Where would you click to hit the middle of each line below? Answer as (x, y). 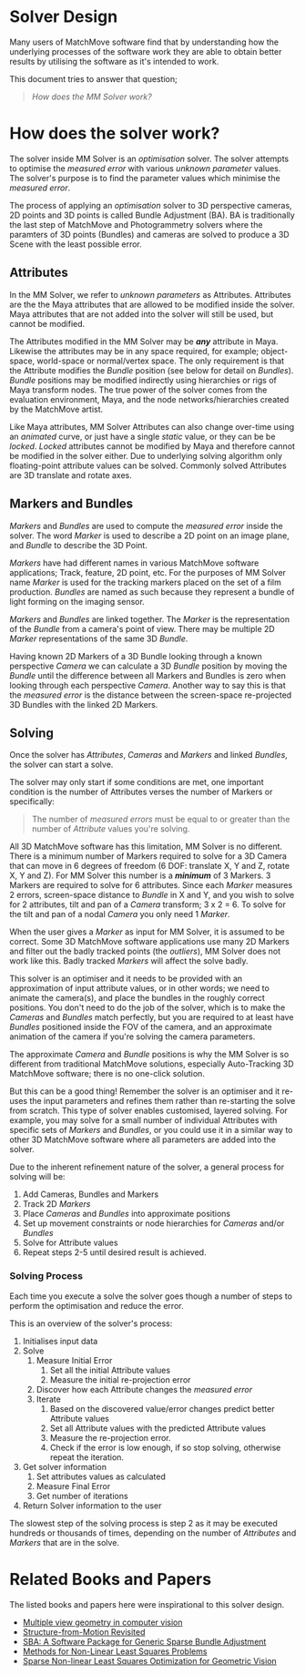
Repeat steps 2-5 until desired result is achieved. (114, 1252)
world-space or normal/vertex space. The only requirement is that (161, 361)
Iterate (48, 1399)
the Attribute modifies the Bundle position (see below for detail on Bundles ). (152, 370)
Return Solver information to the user (92, 1506)
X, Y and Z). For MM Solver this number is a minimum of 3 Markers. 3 (140, 875)
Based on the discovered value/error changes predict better (162, 1408)
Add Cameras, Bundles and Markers (91, 1194)
